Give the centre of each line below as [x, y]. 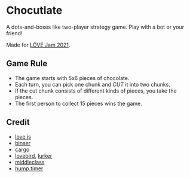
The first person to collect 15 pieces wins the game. [78, 103]
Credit [18, 122]
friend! [14, 33]
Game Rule [27, 64]
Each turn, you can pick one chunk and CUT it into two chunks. [92, 84]
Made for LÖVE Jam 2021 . [38, 45]
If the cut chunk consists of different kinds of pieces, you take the [96, 91]
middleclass [30, 162]
